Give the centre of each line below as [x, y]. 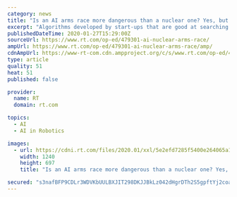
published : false [33, 79]
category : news [30, 14]
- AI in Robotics [39, 131]
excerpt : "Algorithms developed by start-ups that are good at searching [118, 27]
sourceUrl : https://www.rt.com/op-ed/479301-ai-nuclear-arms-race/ [109, 40]
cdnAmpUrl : [23, 53]
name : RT [26, 99]
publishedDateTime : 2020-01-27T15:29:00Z [69, 33]
